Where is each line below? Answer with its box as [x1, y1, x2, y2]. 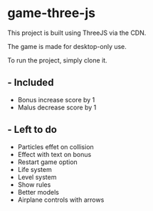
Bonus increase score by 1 [17, 95, 95, 104]
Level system [17, 173, 57, 181]
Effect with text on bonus [17, 150, 92, 158]
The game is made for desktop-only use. [7, 42, 127, 50]
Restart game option [17, 158, 78, 166]
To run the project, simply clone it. [7, 55, 108, 65]
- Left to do [7, 124, 57, 136]
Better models [17, 188, 59, 196]
